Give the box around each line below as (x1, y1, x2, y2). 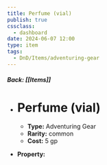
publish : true (7, 16, 48, 23)
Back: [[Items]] (7, 76, 51, 84)
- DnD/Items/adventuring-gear (13, 55, 99, 62)
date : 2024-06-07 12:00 (7, 36, 75, 42)
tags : (7, 49, 23, 55)
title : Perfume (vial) (7, 10, 72, 17)
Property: (16, 150, 46, 158)
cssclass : (7, 23, 36, 29)
